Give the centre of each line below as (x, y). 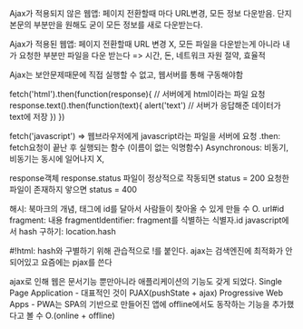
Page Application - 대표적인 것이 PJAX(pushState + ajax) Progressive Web (147, 293)
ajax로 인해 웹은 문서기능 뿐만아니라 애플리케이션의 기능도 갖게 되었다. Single (146, 281)
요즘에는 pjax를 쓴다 (76, 262)
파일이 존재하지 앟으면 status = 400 (73, 189)
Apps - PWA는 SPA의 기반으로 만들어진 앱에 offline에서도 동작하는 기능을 (140, 304)
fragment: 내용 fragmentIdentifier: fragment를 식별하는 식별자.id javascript (146, 220)
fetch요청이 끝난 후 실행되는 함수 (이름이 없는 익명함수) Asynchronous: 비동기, (149, 147)
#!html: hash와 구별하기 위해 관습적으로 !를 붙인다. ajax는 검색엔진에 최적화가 (147, 251)
